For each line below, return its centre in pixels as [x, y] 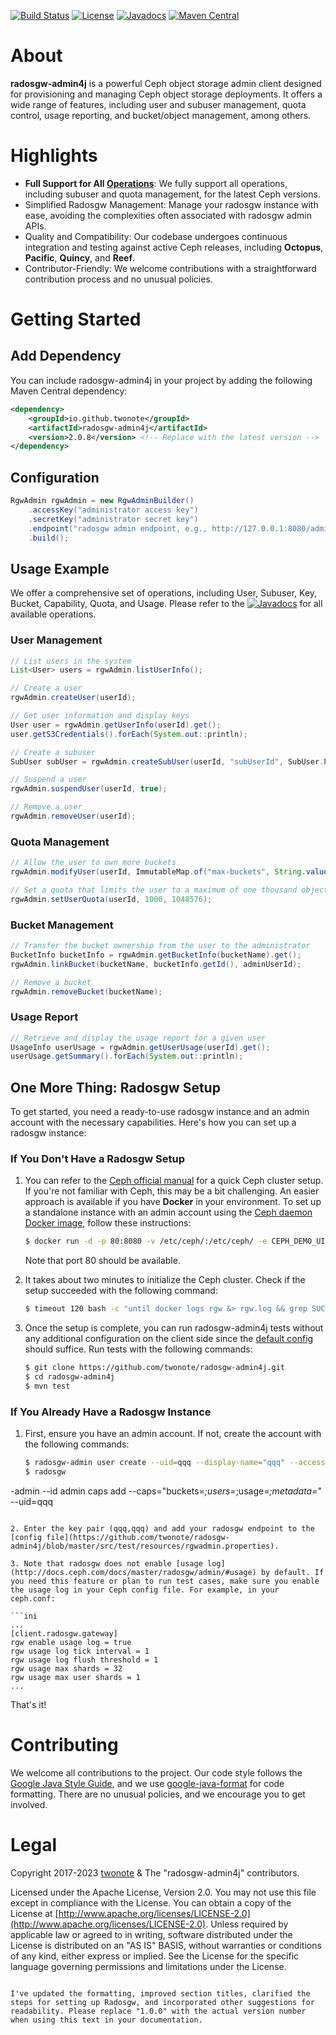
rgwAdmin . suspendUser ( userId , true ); [89, 789]
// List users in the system [71, 661]
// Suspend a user [48, 780]
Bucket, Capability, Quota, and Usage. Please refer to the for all [166, 604]
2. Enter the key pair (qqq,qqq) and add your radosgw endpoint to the [162, 1528]
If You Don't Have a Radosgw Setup [98, 1159]
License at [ [34, 1913]
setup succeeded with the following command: [121, 1291]
